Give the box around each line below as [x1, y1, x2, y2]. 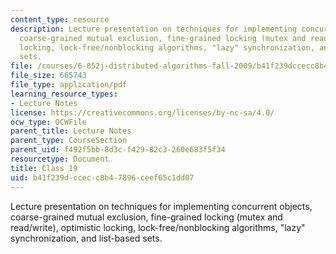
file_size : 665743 [10, 71, 87, 81]
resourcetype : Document [10, 154, 110, 164]
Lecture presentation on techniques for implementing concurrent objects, [10, 200, 313, 212]
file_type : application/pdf [10, 80, 128, 90]
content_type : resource [10, 14, 110, 25]
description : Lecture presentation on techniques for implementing [10, 24, 298, 34]
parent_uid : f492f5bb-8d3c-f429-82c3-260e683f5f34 [10, 145, 226, 155]
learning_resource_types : [10, 89, 118, 99]
